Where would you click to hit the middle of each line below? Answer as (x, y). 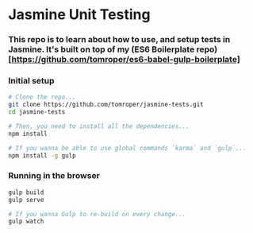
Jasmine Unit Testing (79, 15)
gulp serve (26, 200)
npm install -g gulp (42, 155)
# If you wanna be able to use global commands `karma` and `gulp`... (127, 148)
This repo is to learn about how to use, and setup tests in (119, 40)
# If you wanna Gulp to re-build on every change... (97, 214)
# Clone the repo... (42, 97)
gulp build (26, 192)
